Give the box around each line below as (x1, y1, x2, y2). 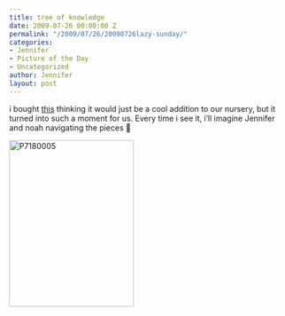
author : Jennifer (9, 71, 73, 80)
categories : (9, 37, 53, 47)
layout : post (9, 79, 58, 88)
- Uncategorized (9, 63, 69, 72)
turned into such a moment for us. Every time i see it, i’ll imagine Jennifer (9, 113, 275, 123)
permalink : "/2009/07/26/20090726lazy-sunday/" (9, 29, 189, 38)
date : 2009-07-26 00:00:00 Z (9, 21, 117, 30)
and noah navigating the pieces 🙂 (9, 122, 131, 133)
